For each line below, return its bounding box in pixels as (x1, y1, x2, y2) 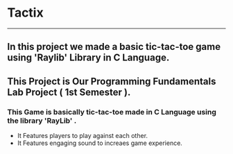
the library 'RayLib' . (7, 116, 77, 126)
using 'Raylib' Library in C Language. (7, 52, 170, 64)
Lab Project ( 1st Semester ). (7, 86, 131, 98)
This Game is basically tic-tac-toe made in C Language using (7, 107, 217, 117)
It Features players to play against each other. (17, 132, 148, 140)
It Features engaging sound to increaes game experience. (17, 139, 182, 147)
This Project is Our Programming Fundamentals (7, 75, 216, 87)
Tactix (7, 5, 44, 21)
